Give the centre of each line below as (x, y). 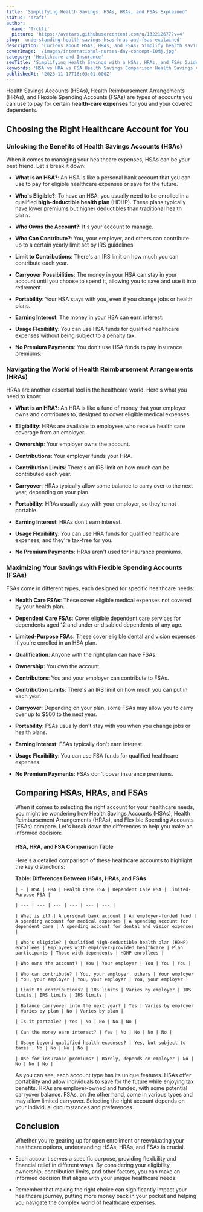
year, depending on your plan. (52, 492)
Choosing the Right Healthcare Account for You (98, 129)
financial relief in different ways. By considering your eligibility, (93, 1165)
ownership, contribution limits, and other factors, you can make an (98, 1172)
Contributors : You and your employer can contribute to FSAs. (92, 678)
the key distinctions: (40, 866)
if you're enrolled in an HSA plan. (56, 643)
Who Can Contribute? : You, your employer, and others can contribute (102, 238)
